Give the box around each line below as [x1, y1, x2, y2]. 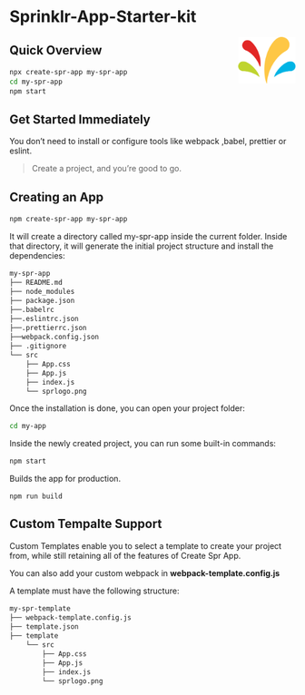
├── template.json [9, 622, 79, 631]
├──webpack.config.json [9, 333, 100, 342]
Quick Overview [9, 43, 103, 58]
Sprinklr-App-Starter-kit [9, 6, 197, 27]
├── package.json [9, 297, 75, 306]
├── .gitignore [9, 342, 67, 351]
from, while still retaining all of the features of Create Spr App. [9, 550, 241, 561]
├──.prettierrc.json [9, 324, 88, 333]
